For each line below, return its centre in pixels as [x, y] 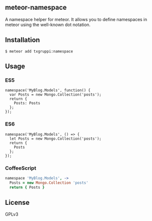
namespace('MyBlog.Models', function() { [48, 90]
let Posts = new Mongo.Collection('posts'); [55, 139]
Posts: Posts [27, 103]
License [17, 202]
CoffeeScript [21, 168]
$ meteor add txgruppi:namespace [39, 51]
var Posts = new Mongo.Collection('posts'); [55, 95]
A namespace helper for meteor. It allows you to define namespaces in [76, 19]
